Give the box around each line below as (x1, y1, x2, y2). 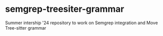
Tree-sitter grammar (5, 25, 46, 31)
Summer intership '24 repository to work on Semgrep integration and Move (5, 20, 158, 26)
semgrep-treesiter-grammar (5, 3, 124, 15)
